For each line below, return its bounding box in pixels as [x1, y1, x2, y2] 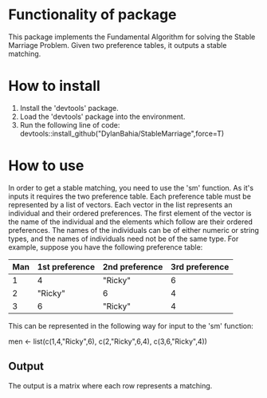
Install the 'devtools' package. [19, 103, 119, 112]
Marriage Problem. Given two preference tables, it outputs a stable [8, 40, 227, 49]
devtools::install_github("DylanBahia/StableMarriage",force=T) [19, 128, 225, 138]
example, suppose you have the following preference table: [8, 242, 203, 252]
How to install [8, 77, 101, 95]
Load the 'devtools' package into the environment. [19, 112, 186, 121]
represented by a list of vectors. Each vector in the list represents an [8, 199, 233, 209]
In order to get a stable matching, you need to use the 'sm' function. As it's [8, 183, 253, 192]
